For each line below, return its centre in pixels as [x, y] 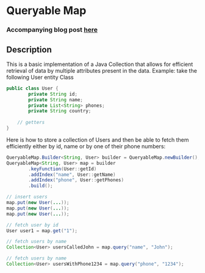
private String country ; [60, 111]
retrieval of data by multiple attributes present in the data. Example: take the [102, 70]
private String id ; [53, 94]
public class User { [33, 88]
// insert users [27, 197]
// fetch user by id [33, 225]
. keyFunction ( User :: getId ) [63, 169]
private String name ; [56, 100]
